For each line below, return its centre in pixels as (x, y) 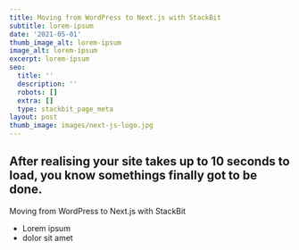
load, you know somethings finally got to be (133, 175)
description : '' (47, 84)
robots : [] (37, 92)
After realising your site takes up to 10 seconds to (149, 162)
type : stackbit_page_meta (66, 109)
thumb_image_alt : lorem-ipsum (66, 42)
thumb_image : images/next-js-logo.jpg (81, 126)
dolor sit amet (47, 237)
